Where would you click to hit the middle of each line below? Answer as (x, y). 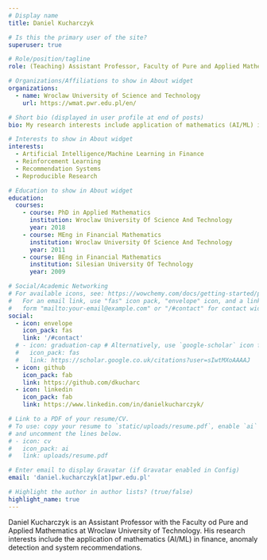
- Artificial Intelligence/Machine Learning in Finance (110, 154)
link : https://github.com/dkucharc (81, 383)
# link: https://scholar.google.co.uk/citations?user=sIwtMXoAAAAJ (133, 360)
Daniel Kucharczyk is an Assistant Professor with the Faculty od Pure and (128, 522)
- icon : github (41, 367)
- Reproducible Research (56, 176)
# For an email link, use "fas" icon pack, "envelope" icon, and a (126, 301)
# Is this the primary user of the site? (78, 37)
